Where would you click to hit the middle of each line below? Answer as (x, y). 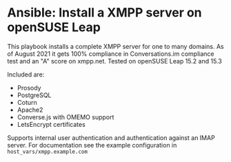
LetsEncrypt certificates (51, 124)
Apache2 (30, 110)
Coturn (27, 102)
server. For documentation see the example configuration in (92, 145)
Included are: (26, 74)
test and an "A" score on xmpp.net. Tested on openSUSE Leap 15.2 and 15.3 (114, 61)
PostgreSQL (34, 95)
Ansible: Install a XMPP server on (104, 13)
